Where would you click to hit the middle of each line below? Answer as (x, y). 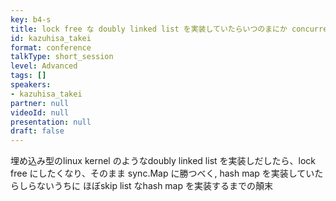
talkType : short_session (62, 57)
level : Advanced (44, 66)
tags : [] (28, 76)
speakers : (31, 85)
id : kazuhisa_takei (51, 38)
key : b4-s (31, 19)
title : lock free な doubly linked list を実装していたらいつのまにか (149, 29)
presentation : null (51, 122)
